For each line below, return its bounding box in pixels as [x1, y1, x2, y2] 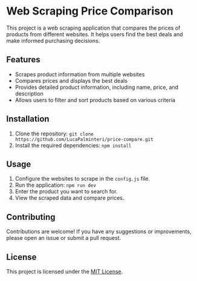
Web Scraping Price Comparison [6, 4, 173, 18]
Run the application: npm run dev [15, 181, 97, 189]
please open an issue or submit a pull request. [6, 234, 121, 242]
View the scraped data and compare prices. [15, 195, 124, 202]
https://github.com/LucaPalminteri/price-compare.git [15, 136, 153, 143]
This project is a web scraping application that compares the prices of [6, 24, 181, 31]
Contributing [6, 212, 56, 222]
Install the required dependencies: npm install [15, 141, 132, 149]
